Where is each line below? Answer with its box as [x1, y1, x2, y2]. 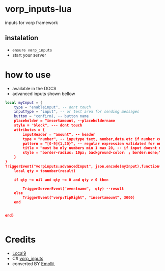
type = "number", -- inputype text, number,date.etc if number [23, 136, 155, 142]
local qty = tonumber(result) [14, 168, 76, 173]
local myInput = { [5, 100, 43, 105]
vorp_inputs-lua [5, 3, 72, 15]
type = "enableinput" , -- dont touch [14, 104, 91, 110]
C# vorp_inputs [12, 255, 44, 261]
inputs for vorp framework [5, 20, 58, 25]
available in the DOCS [12, 85, 56, 91]
